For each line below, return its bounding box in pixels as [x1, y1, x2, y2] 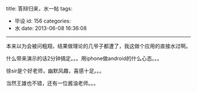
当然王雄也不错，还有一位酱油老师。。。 [6, 80, 98, 86]
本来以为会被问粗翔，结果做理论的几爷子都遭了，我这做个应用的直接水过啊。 [6, 43, 191, 49]
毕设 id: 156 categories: [14, 17, 72, 24]
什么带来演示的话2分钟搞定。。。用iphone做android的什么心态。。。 [6, 55, 162, 62]
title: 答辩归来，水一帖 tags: [6, 5, 73, 12]
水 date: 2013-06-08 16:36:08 [14, 25, 87, 31]
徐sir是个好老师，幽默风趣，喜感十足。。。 [6, 68, 105, 74]
